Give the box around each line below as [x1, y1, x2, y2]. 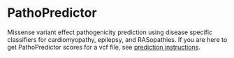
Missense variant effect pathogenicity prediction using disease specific [7, 28, 213, 36]
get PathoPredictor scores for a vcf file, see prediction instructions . [7, 43, 200, 51]
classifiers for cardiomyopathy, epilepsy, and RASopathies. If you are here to [7, 35, 228, 43]
